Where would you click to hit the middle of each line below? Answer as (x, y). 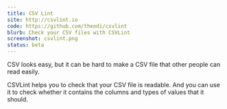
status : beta (26, 45)
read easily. (23, 72)
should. (18, 99)
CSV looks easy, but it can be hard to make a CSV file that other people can (114, 64)
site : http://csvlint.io (43, 20)
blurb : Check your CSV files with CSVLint (69, 32)
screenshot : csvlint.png (43, 39)
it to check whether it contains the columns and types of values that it (106, 92)
